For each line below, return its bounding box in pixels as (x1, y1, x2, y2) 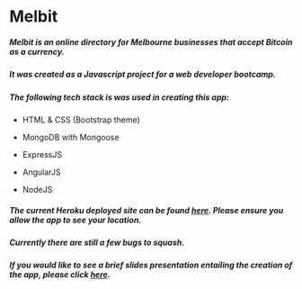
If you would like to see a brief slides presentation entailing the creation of (9, 259, 293, 271)
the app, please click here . (9, 269, 111, 280)
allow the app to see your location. (9, 214, 142, 225)
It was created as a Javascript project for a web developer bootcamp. (9, 69, 277, 80)
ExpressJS (22, 149, 63, 159)
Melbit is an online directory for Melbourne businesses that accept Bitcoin (9, 36, 293, 47)
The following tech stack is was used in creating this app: (9, 92, 230, 103)
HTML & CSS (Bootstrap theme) (22, 114, 141, 125)
